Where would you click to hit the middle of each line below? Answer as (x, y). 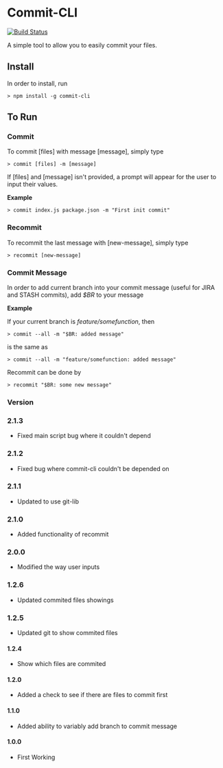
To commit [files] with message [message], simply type (85, 152)
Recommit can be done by (44, 373)
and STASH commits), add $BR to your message (75, 295)
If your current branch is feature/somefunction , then (81, 322)
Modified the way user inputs (58, 567)
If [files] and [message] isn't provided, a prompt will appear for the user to (112, 177)
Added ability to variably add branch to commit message (97, 726)
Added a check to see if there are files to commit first (92, 695)
